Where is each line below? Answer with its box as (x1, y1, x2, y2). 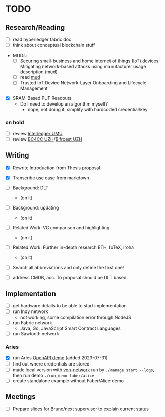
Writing (5, 151, 29, 160)
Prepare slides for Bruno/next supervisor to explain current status (12, 406, 149, 412)
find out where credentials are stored (12, 360, 90, 367)
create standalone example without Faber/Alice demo (12, 377, 124, 384)
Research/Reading (5, 23, 65, 32)
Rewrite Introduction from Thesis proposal (12, 165, 100, 171)
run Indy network (12, 308, 49, 315)
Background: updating (12, 204, 59, 211)
